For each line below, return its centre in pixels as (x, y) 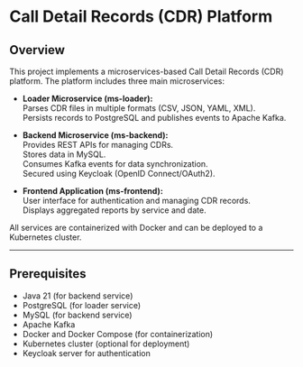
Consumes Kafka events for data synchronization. (115, 164)
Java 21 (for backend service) (78, 296)
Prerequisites (48, 274)
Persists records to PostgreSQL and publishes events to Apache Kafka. (154, 118)
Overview (37, 50)
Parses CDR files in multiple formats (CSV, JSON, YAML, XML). (139, 108)
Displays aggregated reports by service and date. (114, 210)
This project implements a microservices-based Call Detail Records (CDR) (147, 71)
